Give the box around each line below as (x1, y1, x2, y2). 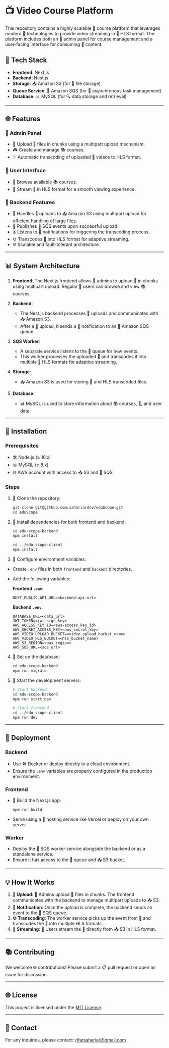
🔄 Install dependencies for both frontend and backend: (12, 519, 126, 525)
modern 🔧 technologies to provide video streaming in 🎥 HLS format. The (5, 30, 155, 36)
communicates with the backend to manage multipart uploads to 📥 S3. (12, 897, 160, 903)
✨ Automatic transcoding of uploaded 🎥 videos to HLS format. (12, 154, 142, 160)
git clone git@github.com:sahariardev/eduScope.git (12, 505, 123, 510)
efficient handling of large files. (12, 218, 77, 224)
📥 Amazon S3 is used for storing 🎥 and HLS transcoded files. (20, 378, 148, 385)
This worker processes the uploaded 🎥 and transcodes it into (20, 353, 147, 360)
